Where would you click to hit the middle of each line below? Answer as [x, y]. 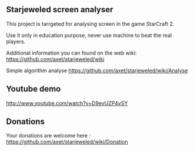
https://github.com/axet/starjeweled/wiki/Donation [67, 142]
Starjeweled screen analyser [60, 10]
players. [16, 41]
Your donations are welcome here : [48, 136]
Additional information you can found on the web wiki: [71, 53]
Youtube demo [34, 89]
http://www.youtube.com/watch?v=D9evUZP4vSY [67, 103]
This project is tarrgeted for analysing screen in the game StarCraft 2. [90, 24]
